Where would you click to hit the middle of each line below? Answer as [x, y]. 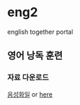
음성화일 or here [30, 94]
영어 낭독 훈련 [35, 56]
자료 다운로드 [28, 78]
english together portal [40, 32]
